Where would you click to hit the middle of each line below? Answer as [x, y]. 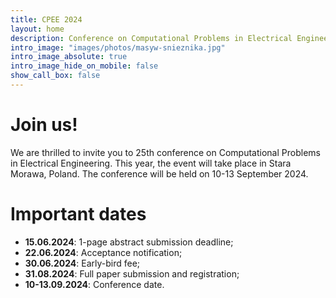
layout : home [37, 29]
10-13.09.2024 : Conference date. [94, 284]
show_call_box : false [55, 76]
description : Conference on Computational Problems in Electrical [151, 38]
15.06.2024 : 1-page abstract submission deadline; [129, 242]
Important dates [78, 214]
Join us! [44, 125]
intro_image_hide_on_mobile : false [84, 66]
